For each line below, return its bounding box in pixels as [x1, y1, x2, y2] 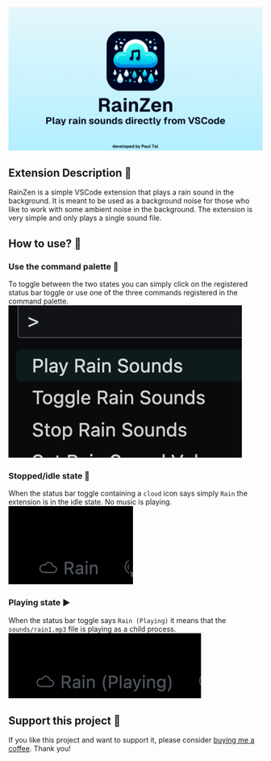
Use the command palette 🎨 [8, 261, 119, 272]
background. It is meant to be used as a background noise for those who [8, 196, 250, 206]
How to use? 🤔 [8, 236, 82, 250]
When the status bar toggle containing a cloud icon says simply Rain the [8, 488, 248, 499]
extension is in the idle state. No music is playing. [8, 497, 172, 507]
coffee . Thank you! [8, 744, 71, 754]
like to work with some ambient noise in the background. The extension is [8, 205, 252, 215]
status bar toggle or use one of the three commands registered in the [8, 288, 238, 297]
